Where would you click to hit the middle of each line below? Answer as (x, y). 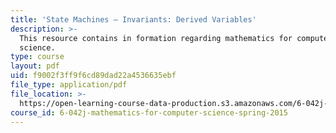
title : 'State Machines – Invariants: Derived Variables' (133, 19)
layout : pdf (35, 66)
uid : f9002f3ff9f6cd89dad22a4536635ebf (93, 76)
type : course (37, 57)
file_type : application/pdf (69, 85)
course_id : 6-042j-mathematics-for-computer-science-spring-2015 (149, 112)
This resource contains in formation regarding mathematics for (156, 38)
